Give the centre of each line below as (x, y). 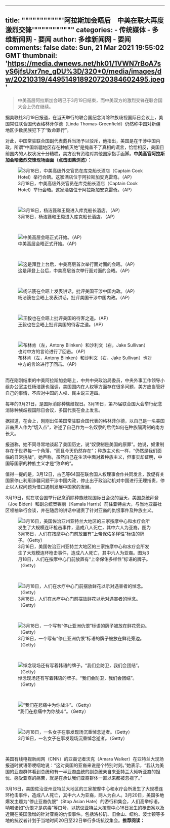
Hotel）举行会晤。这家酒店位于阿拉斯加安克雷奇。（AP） (76, 189)
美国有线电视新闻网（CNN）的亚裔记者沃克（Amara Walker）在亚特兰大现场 (85, 758)
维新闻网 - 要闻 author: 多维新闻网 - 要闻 (68, 39)
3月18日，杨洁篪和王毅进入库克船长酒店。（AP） (68, 217)
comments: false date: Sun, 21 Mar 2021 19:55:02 (85, 48)
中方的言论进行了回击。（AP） (49, 364)
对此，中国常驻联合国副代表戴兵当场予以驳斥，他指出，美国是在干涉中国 (80, 141)
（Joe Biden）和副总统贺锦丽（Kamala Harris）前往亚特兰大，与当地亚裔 (81, 504)
